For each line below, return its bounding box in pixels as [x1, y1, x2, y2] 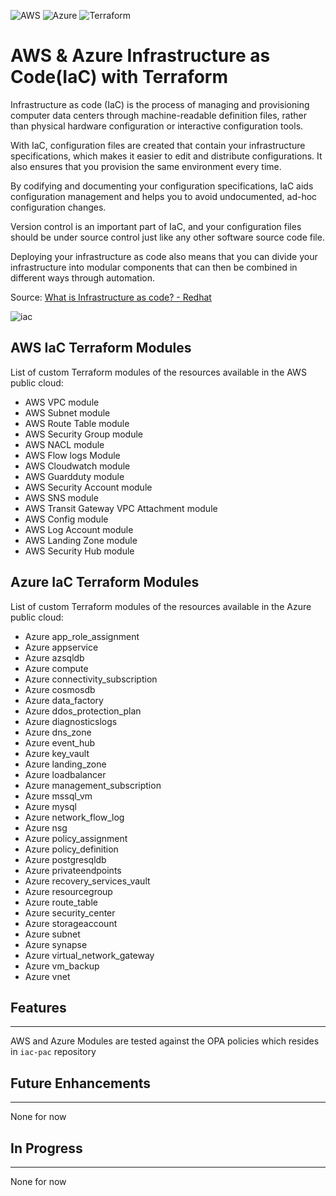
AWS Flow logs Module [24, 449, 121, 461]
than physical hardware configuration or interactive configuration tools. [10, 120, 304, 132]
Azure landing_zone [24, 758, 107, 770]
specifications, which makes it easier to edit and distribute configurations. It [10, 150, 323, 162]
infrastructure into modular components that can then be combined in [10, 261, 298, 273]
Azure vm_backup [24, 960, 100, 972]
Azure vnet [24, 970, 71, 982]
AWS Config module [24, 513, 109, 525]
